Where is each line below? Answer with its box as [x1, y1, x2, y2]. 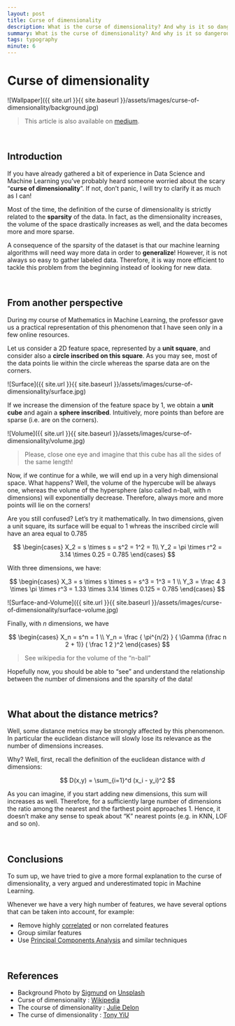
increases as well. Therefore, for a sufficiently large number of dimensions [7, 797, 222, 806]
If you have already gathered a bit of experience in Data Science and [7, 169, 205, 178]
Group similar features [17, 929, 82, 937]
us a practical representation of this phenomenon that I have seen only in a [7, 323, 223, 331]
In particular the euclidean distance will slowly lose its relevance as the [7, 735, 212, 743]
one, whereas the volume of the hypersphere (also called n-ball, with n [7, 486, 211, 494]
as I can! [7, 192, 32, 200]
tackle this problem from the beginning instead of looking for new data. [7, 263, 212, 271]
